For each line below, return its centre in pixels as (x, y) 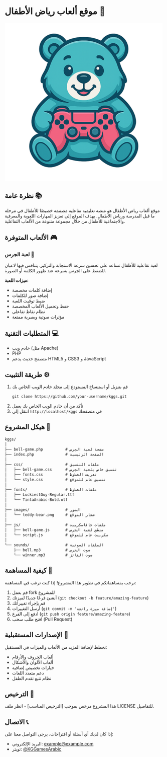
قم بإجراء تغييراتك (29, 603)
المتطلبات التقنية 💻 (32, 333)
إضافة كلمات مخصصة (32, 290)
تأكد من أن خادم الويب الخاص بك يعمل (48, 406)
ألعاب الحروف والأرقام (33, 657)
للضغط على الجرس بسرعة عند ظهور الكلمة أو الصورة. (55, 271)
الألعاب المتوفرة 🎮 (31, 238)
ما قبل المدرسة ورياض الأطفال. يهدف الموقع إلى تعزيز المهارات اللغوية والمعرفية (80, 216)
